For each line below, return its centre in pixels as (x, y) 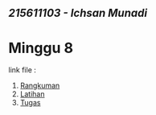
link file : (22, 70)
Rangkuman (40, 86)
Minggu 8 (41, 48)
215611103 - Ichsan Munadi (78, 13)
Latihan (32, 94)
